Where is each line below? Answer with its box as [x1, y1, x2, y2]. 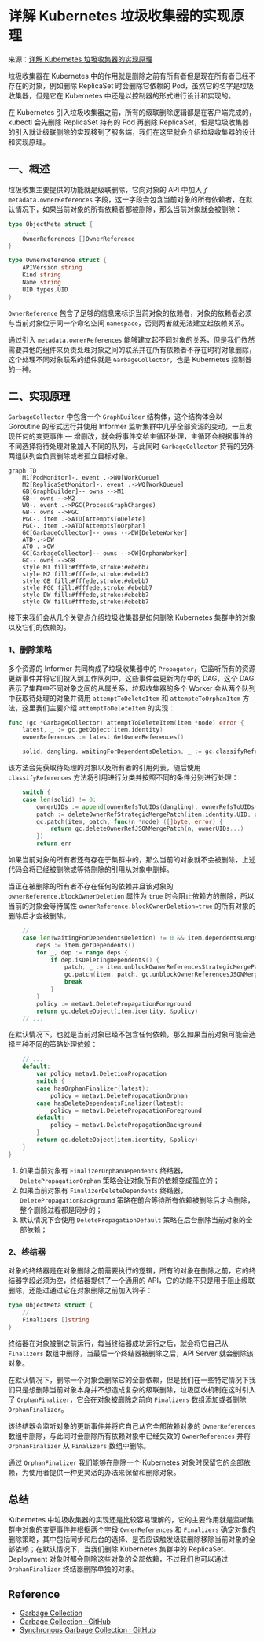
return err [36, 840, 72, 847]
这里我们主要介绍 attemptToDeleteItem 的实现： [21, 702, 175, 713]
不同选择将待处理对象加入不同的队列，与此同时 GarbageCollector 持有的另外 [8, 442, 255, 451]
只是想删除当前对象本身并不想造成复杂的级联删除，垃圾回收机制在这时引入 [14, 1384, 256, 1394]
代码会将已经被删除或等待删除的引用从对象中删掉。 [8, 865, 174, 874]
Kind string [22, 271, 61, 279]
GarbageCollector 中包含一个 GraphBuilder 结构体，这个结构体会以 [8, 412, 223, 421]
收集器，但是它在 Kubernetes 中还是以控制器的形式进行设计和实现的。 [8, 91, 236, 100]
